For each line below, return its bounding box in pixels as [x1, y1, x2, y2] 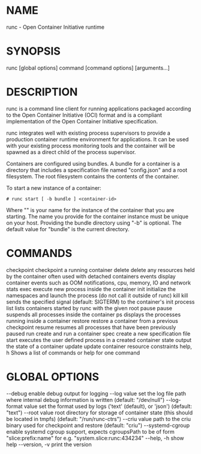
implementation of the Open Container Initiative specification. [6, 117, 158, 125]
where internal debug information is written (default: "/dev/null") [6, 396, 165, 403]
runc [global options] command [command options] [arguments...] [6, 64, 170, 71]
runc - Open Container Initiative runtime [6, 23, 105, 31]
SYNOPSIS [6, 44, 61, 58]
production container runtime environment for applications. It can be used [6, 135, 189, 143]
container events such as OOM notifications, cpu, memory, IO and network [6, 279, 191, 286]
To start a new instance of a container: [6, 184, 102, 192]
